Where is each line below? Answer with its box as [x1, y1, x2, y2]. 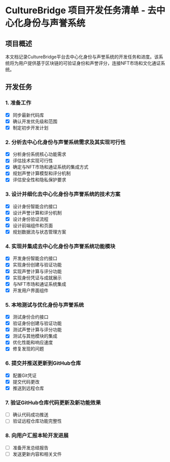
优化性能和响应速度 [12, 339, 53, 345]
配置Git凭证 [12, 372, 37, 378]
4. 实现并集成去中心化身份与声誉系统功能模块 [5, 243, 116, 250]
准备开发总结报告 [12, 444, 49, 451]
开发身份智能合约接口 [12, 255, 57, 261]
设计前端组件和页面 [12, 222, 53, 228]
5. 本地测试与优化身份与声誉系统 [5, 301, 84, 308]
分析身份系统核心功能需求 [12, 151, 66, 157]
